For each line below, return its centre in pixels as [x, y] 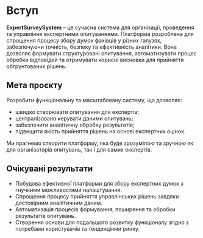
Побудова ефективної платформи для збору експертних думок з [99, 183]
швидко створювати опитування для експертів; [77, 112]
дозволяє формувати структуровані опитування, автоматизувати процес [101, 53]
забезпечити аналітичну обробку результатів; [75, 125]
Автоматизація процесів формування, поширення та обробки [95, 209]
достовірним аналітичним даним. [59, 203]
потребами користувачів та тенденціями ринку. [77, 228]
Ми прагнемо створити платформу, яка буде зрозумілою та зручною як [100, 143]
